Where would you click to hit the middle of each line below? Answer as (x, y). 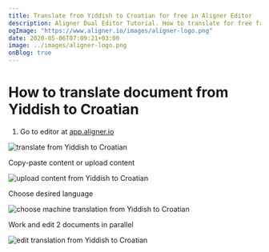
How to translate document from (118, 92)
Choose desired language (51, 194)
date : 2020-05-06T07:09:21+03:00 (64, 38)
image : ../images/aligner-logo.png (68, 46)
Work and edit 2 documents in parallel (71, 224)
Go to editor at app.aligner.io (67, 131)
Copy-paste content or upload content (72, 162)
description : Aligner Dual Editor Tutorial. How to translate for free (130, 23)
